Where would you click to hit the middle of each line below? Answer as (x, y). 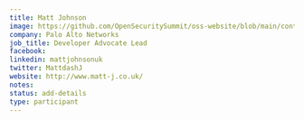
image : (22, 26)
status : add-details (48, 93)
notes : (22, 85)
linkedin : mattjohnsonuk (56, 60)
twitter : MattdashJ (46, 69)
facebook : (28, 51)
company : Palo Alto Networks (64, 34)
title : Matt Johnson (48, 18)
